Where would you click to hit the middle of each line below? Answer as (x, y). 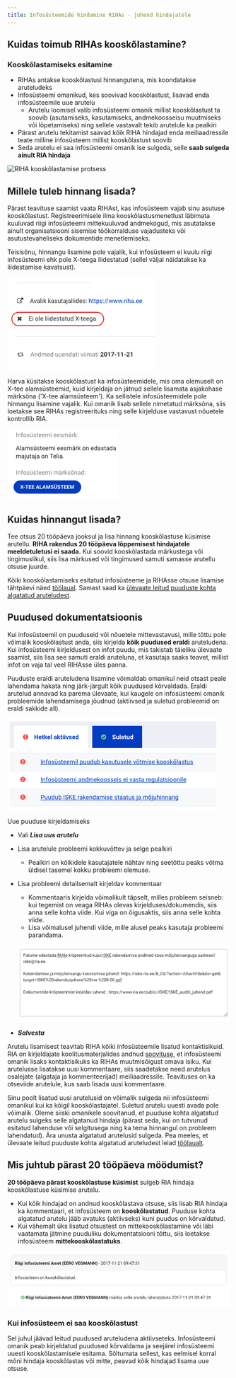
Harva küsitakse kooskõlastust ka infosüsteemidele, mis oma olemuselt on (116, 381)
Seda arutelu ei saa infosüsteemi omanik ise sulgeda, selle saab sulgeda (123, 148)
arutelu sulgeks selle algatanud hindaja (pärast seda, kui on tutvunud (108, 1120)
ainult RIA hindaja (44, 155)
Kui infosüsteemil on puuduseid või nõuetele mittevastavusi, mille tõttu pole (117, 634)
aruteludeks (35, 88)
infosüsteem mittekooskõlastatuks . (70, 1241)
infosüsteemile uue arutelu (56, 103)
